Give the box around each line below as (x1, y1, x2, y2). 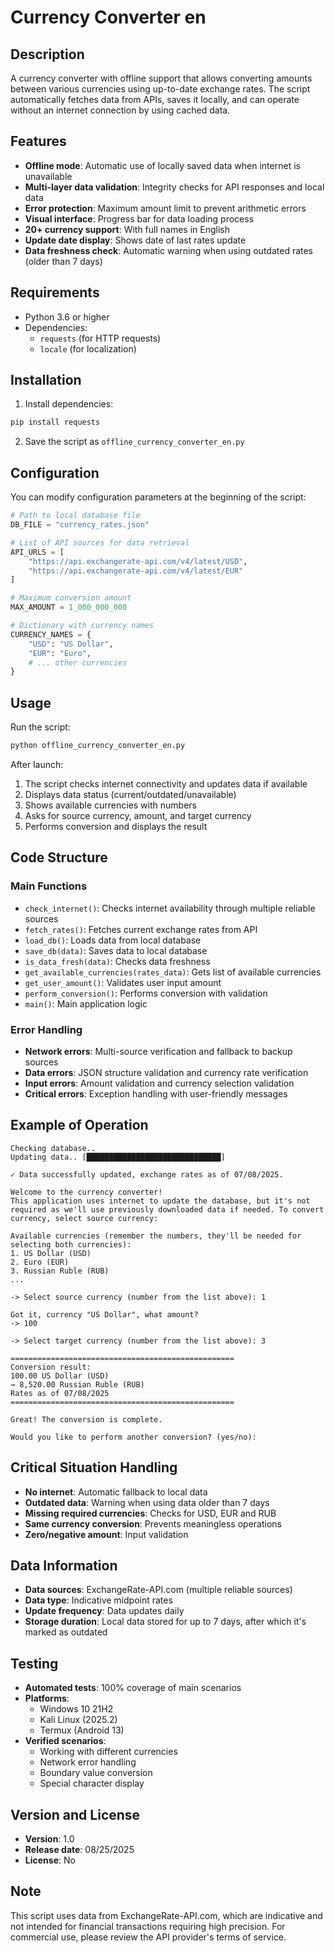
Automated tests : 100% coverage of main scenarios (24, 1682, 242, 1694)
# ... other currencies (28, 657, 128, 668)
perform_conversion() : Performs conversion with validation (24, 987, 268, 999)
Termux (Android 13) (39, 1724, 125, 1736)
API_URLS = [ (10, 547, 65, 557)
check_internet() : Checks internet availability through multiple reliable (24, 902, 316, 914)
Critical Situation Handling (10, 1459, 178, 1476)
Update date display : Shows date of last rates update (24, 234, 247, 246)
